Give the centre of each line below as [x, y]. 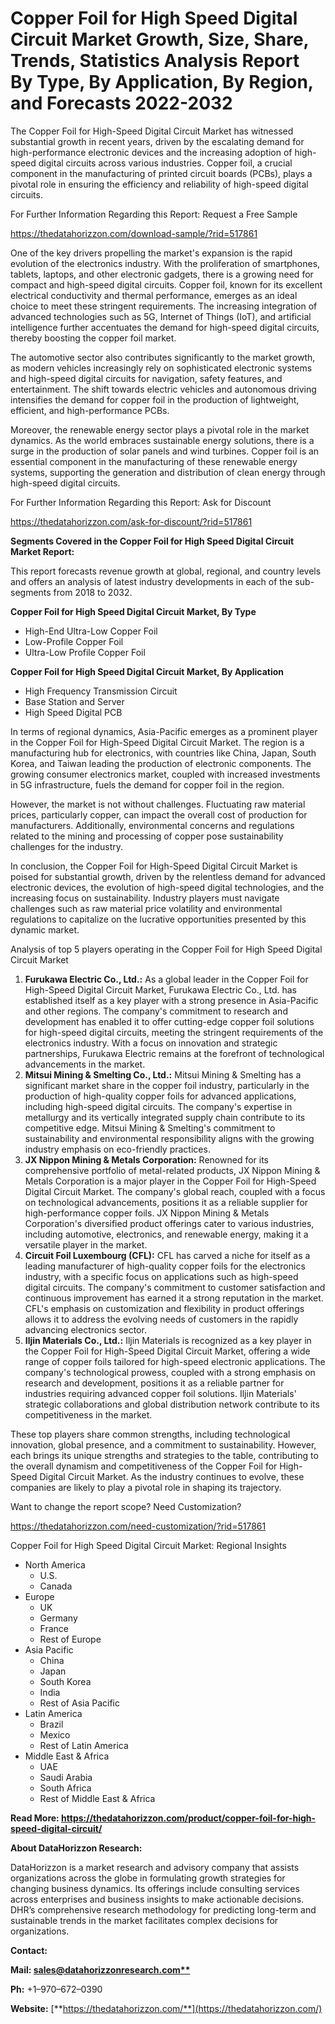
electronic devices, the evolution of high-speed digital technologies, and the [167, 887]
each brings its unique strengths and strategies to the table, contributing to [164, 1455]
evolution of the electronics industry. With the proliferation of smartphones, [165, 263]
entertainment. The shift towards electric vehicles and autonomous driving [163, 389]
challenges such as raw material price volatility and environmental [146, 908]
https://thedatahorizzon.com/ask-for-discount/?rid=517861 [131, 521]
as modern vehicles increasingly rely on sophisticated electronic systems [161, 368]
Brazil [51, 1724]
